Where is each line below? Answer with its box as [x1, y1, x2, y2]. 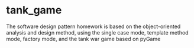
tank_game [6, 4, 62, 17]
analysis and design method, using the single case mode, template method [6, 29, 189, 36]
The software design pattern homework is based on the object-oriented [6, 23, 181, 30]
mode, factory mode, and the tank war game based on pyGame [6, 35, 161, 42]
